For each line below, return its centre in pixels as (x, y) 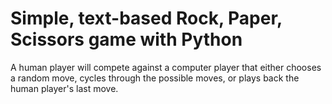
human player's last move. (64, 88)
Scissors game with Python (126, 39)
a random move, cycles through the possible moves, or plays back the (155, 78)
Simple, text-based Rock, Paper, (146, 18)
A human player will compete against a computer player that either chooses (166, 67)
